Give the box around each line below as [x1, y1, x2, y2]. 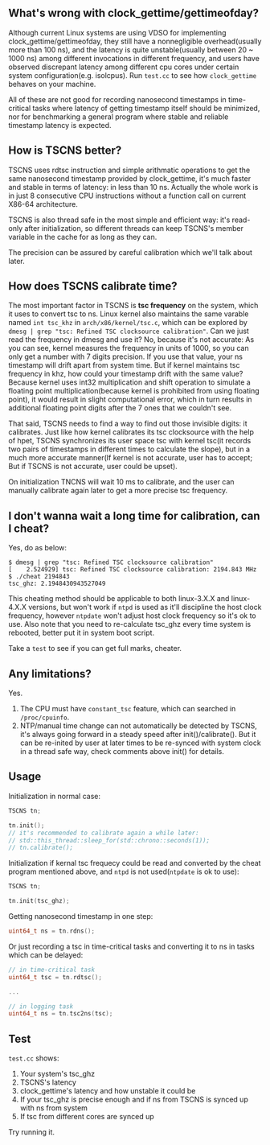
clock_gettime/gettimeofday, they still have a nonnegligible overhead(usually [8, 36, 262, 46]
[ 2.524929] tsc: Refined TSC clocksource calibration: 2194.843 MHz [8, 566, 257, 574]
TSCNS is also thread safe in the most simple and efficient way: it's [8, 215, 231, 224]
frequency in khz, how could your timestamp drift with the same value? [8, 369, 243, 379]
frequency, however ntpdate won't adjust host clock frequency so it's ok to [8, 611, 256, 620]
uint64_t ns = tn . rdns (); [8, 927, 95, 935]
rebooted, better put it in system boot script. [8, 628, 155, 638]
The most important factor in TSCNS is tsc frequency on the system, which [8, 301, 259, 311]
